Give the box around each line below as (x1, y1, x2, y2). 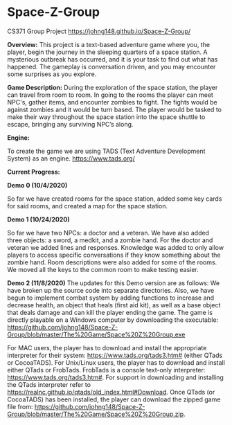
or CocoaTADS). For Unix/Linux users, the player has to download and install (7, 358, 225, 367)
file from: (7, 402, 33, 410)
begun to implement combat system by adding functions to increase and (7, 293, 215, 302)
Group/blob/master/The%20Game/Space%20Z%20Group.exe (7, 330, 186, 338)
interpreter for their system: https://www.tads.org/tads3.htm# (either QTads (7, 351, 223, 359)
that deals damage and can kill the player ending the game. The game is (7, 308, 213, 316)
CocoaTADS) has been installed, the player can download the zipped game (7, 395, 221, 404)
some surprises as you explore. (7, 70, 97, 78)
